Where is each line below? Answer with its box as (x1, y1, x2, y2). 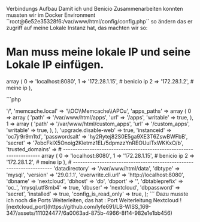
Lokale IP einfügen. (6, 58, 104, 71)
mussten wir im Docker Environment (6, 11, 96, 19)
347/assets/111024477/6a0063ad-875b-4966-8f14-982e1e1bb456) (6, 209, 172, 217)
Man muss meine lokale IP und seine (6, 45, 190, 59)
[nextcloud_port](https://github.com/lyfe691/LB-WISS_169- (6, 203, 151, 210)
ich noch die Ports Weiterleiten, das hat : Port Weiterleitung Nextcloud (6, 196, 178, 203)
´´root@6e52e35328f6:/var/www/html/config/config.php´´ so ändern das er (6, 18, 193, 25)
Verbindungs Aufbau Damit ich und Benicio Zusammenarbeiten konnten (6, 5, 184, 12)
